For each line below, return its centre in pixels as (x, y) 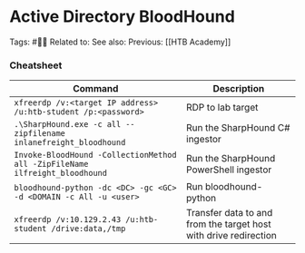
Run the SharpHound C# (238, 128)
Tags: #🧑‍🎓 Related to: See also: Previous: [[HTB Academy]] (120, 42)
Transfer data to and (229, 213)
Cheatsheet (36, 65)
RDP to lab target (222, 108)
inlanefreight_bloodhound (70, 143)
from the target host (228, 224)
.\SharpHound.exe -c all (68, 125)
